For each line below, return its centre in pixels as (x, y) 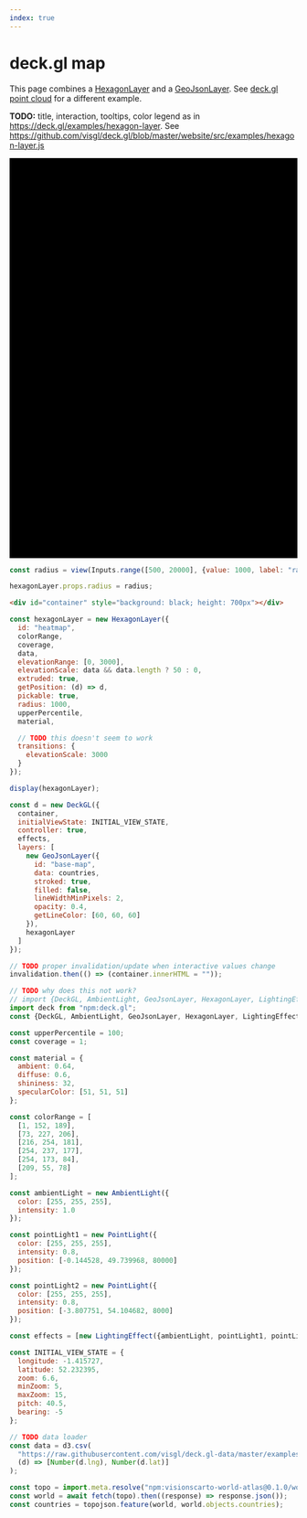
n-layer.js (27, 145)
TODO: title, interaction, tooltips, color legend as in (105, 116)
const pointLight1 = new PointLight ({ (83, 1235)
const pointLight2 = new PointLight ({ (83, 1286)
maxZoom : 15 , (42, 1395)
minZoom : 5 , (41, 1386)
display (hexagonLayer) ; (55, 788)
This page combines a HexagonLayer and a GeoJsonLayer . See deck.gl (144, 89)
